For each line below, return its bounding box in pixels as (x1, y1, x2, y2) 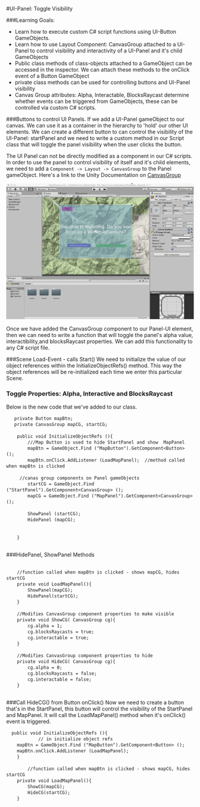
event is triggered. (6, 718, 51, 725)
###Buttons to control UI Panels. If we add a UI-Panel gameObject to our (6, 116, 185, 123)
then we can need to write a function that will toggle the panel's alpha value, (6, 332, 193, 339)
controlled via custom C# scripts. (14, 104, 96, 111)
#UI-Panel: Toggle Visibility (6, 5, 73, 12)
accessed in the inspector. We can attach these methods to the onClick (14, 66, 190, 73)
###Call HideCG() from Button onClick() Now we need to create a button (6, 699, 185, 706)
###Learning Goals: (6, 17, 55, 23)
